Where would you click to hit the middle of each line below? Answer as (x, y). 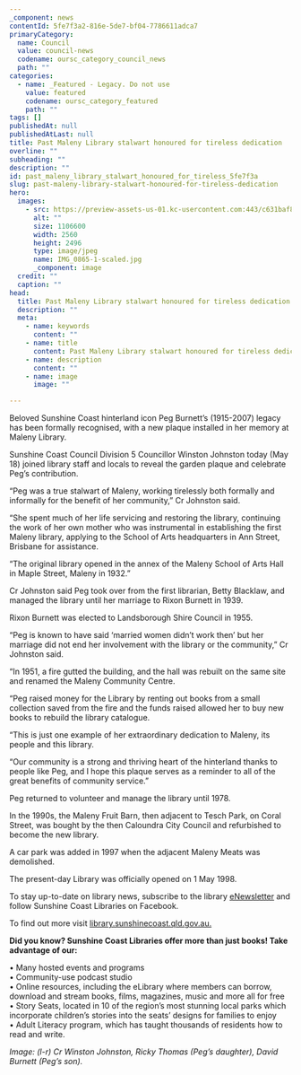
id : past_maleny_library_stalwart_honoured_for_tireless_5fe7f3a (133, 176)
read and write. (37, 1035)
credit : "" (38, 276)
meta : (28, 318)
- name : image (52, 376)
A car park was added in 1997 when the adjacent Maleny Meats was (135, 852)
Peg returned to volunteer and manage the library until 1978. (120, 799)
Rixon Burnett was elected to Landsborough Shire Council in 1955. (131, 618)
